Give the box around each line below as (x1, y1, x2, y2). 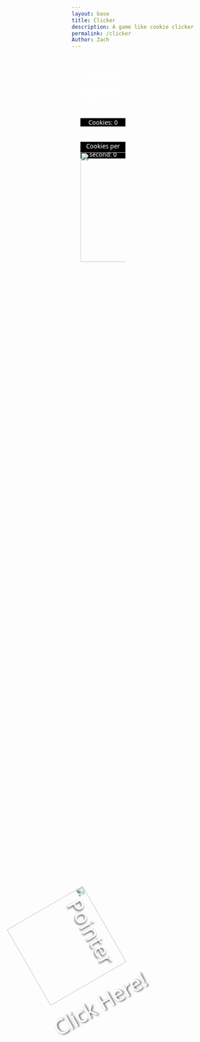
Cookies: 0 (88, 118, 118, 127)
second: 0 (89, 150, 117, 159)
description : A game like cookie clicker (71, 23, 194, 30)
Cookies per (86, 142, 120, 151)
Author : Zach (71, 36, 110, 43)
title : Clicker (71, 17, 116, 24)
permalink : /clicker (71, 29, 132, 37)
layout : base (71, 10, 110, 18)
